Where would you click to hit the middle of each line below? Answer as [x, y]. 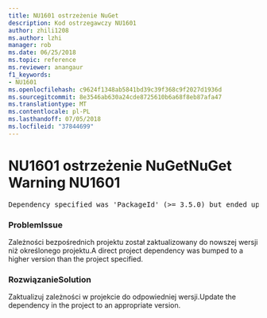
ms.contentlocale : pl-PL [49, 112]
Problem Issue [36, 225]
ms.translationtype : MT [48, 104]
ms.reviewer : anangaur [46, 68]
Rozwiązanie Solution [50, 279]
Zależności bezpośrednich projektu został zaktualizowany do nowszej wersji [133, 242]
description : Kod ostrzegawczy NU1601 [72, 23]
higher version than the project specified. [76, 258]
